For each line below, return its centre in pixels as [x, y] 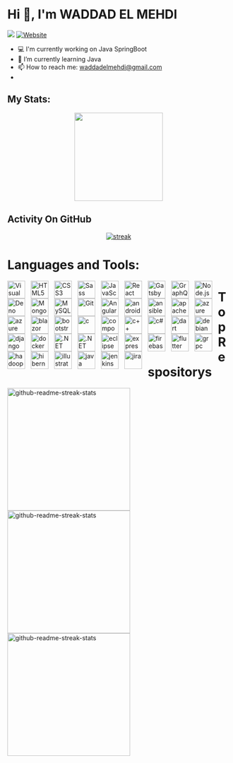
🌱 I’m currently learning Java [59, 59]
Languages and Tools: [73, 265]
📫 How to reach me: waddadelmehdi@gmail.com [90, 67]
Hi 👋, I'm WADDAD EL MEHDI [92, 14]
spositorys [180, 372]
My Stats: [29, 99]
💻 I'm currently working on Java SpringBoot [82, 49]
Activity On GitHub [49, 219]
